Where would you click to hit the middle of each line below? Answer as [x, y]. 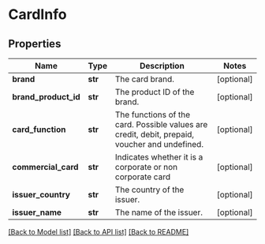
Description [162, 66]
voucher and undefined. [159, 144]
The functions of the [153, 114]
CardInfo [37, 15]
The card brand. [145, 79]
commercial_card [45, 167]
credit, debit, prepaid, [155, 134]
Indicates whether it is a [159, 157]
